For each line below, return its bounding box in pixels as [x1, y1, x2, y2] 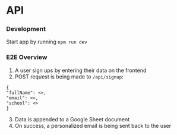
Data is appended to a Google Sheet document [14, 115, 130, 123]
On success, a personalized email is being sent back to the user [14, 122, 171, 129]
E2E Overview [6, 53, 48, 61]
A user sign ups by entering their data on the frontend [14, 67, 147, 74]
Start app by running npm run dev [6, 38, 87, 45]
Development [6, 25, 46, 33]
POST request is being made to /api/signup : [14, 73, 124, 80]
